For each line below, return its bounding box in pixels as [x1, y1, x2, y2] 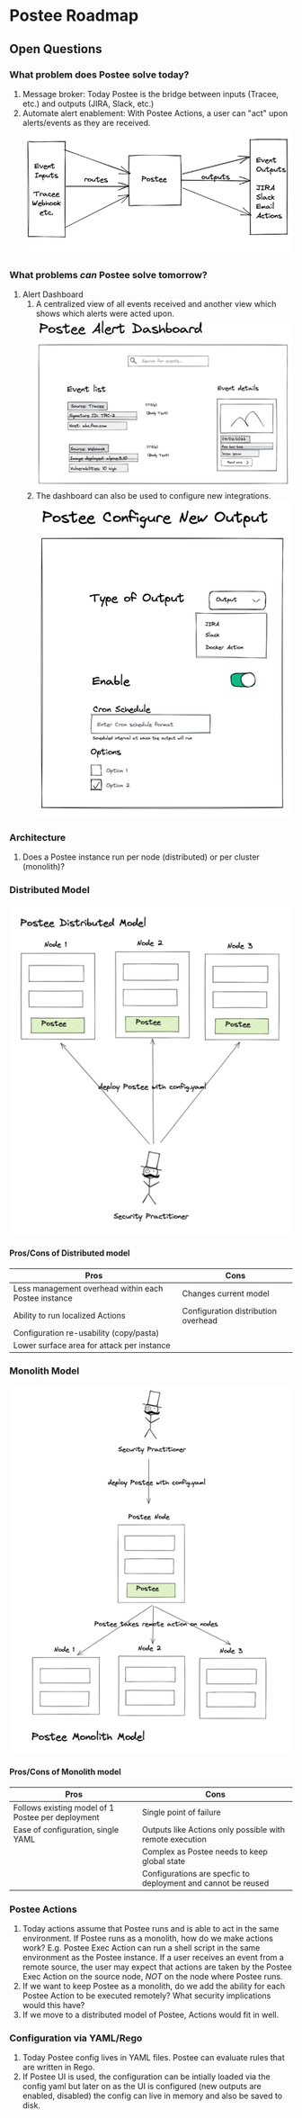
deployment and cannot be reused [142, 1878, 270, 1888]
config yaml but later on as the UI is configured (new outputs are [22, 2081, 262, 2092]
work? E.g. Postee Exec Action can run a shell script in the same [22, 1942, 261, 1953]
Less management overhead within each [13, 1284, 164, 1294]
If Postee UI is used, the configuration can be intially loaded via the [22, 2071, 271, 2082]
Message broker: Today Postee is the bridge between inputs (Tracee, [22, 88, 280, 99]
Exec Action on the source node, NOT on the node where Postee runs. [22, 1971, 283, 1982]
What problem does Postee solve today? [9, 68, 190, 81]
